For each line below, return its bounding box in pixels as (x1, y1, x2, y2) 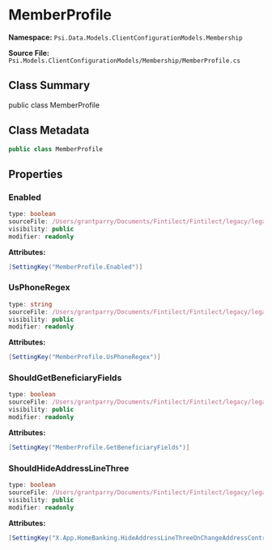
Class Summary (8, 78, 91, 92)
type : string (8, 300, 53, 308)
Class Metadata (8, 124, 90, 137)
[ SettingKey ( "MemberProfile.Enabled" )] (8, 263, 143, 271)
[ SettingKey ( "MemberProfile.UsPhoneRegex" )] (8, 353, 161, 362)
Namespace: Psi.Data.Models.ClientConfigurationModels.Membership (8, 32, 243, 42)
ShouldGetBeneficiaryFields (8, 372, 122, 383)
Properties (8, 167, 63, 181)
